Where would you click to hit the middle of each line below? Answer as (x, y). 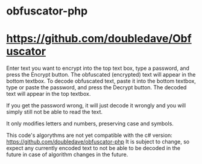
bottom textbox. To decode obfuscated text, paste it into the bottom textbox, (101, 81)
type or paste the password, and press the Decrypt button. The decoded (96, 87)
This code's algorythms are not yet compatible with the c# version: (90, 135)
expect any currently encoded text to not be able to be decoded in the (93, 148)
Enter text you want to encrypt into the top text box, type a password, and (98, 68)
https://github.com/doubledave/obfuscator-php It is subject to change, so (98, 142)
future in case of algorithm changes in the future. (67, 154)
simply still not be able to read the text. (55, 112)
